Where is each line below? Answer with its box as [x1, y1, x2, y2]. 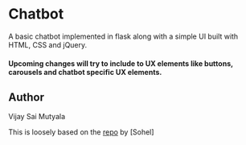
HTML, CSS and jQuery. [8, 39, 88, 49]
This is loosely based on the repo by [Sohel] [8, 127, 154, 137]
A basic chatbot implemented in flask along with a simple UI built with [8, 31, 239, 41]
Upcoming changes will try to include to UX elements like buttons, [8, 58, 233, 68]
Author [8, 90, 44, 104]
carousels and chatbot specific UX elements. [8, 67, 162, 77]
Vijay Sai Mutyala [8, 112, 66, 122]
